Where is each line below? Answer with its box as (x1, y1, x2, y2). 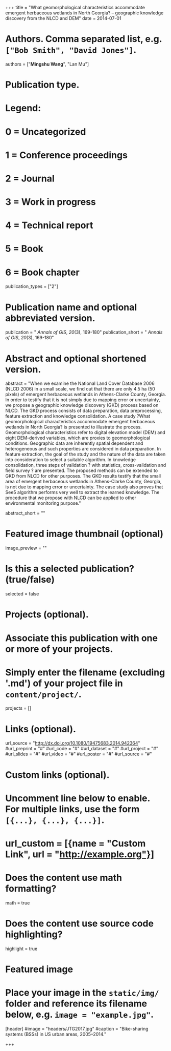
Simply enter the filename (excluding (5, 666, 165, 678)
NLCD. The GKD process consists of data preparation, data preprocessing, (5, 407, 162, 414)
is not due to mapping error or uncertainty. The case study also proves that (5, 484, 163, 490)
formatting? (5, 883, 57, 895)
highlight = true (5, 945, 38, 952)
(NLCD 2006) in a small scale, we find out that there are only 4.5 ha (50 (5, 386, 156, 392)
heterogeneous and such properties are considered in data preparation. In (5, 446, 161, 452)
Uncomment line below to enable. (5, 792, 151, 804)
